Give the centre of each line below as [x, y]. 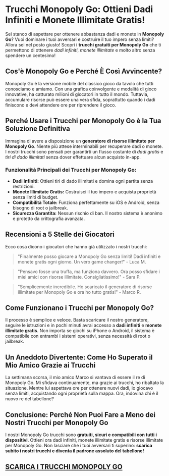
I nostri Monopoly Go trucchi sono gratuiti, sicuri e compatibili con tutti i [81, 435]
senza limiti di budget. [36, 197]
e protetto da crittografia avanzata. [49, 219]
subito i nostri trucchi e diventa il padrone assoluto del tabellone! [75, 451]
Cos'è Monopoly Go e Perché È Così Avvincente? [84, 71]
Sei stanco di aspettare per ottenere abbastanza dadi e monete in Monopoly [85, 34]
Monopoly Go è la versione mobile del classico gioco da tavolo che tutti [79, 83]
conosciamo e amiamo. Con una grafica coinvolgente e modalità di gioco [81, 89]
